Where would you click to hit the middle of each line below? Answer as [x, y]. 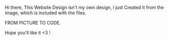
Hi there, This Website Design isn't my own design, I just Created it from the [84, 7]
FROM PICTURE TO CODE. [33, 23]
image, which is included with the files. [46, 13]
